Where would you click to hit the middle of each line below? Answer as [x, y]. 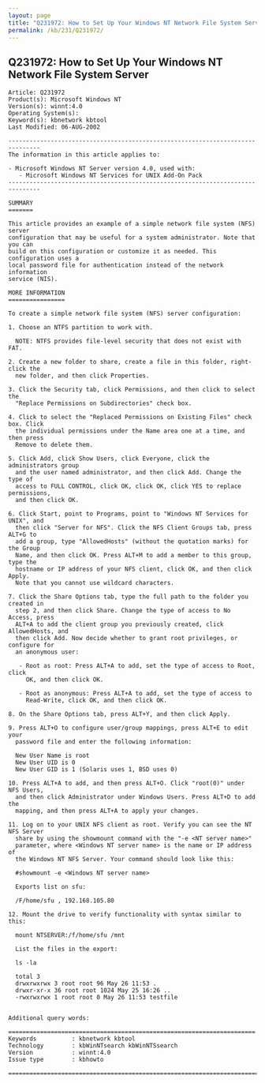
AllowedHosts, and [38, 631]
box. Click [26, 424]
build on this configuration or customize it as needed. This [112, 252]
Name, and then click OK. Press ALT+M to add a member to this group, [134, 556]
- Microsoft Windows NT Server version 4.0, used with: [102, 169]
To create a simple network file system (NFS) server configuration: [125, 314]
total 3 [28, 977]
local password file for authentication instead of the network [116, 265]
